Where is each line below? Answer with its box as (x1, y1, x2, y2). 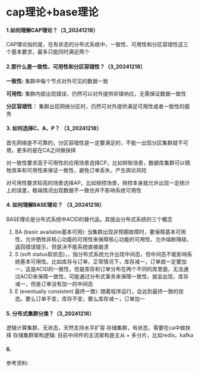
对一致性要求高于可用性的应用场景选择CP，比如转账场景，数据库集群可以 (6, 159, 185, 166)
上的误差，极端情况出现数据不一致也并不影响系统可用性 (6, 187, 141, 194)
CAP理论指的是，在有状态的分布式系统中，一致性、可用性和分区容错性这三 (6, 41, 189, 48)
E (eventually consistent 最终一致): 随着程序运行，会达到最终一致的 (14, 288, 179, 295)
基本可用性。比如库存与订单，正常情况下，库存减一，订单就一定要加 (20, 258, 187, 265)
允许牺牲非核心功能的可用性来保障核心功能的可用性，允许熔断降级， (25, 236, 192, 242)
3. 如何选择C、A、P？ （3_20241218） (6, 125, 102, 132)
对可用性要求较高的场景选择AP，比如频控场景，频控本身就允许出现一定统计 (6, 179, 190, 186)
